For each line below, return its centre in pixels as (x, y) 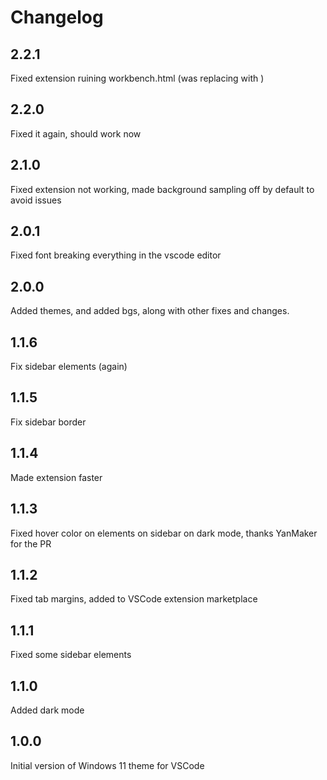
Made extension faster (56, 477)
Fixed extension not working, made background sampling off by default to (162, 189)
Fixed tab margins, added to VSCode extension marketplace (134, 599)
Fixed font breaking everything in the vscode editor (116, 255)
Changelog (57, 17)
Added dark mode (47, 710)
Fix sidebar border (48, 422)
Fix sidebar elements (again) (69, 367)
